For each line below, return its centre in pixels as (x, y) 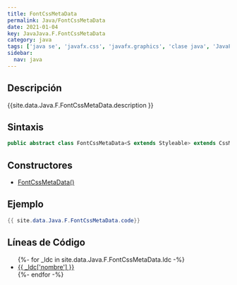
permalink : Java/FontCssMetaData (56, 20)
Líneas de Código (47, 242)
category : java (30, 40)
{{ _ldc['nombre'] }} (46, 267)
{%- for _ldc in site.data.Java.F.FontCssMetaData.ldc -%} (101, 259)
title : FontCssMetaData (42, 14)
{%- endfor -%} (41, 274)
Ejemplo (25, 204)
